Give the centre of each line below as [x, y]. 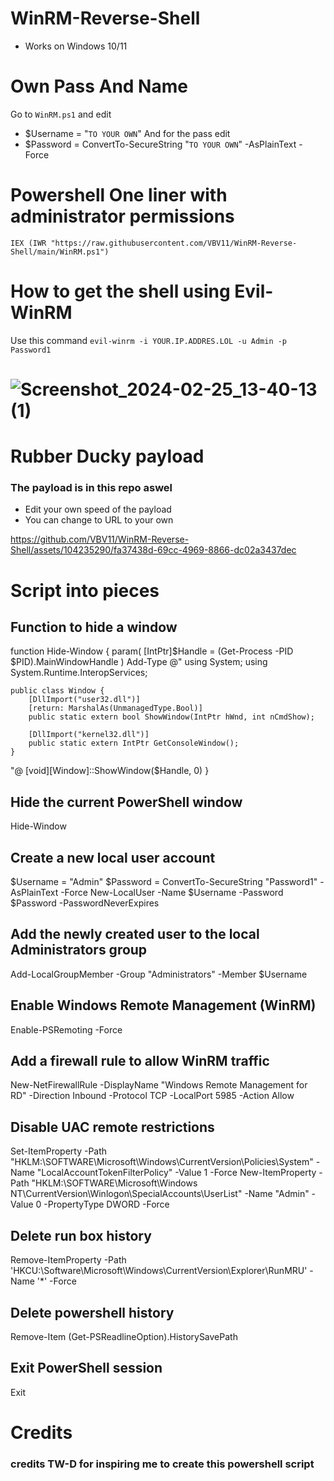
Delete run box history [81, 1235]
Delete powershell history [92, 1312]
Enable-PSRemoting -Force [66, 1029]
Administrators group [79, 950]
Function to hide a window [94, 627]
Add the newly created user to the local [135, 934]
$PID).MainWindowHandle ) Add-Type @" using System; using [139, 662]
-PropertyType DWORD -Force [106, 1204]
